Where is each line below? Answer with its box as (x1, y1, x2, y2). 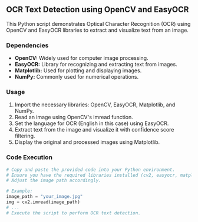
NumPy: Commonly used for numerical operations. (14, 73, 139, 80)
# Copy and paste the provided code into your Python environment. (6, 167, 176, 173)
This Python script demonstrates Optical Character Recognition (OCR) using (6, 20, 191, 27)
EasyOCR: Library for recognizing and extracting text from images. (14, 61, 178, 68)
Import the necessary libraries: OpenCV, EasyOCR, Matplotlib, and (14, 101, 176, 108)
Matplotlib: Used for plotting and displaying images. (14, 67, 142, 74)
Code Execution (6, 153, 53, 162)
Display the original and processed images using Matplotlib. (14, 139, 160, 146)
